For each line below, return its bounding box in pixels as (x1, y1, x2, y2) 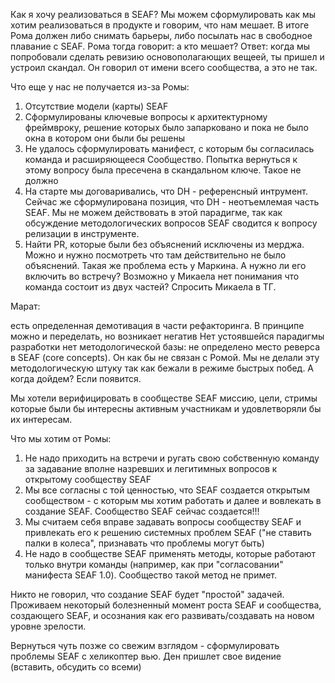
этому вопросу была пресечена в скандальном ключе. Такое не (24, 164, 302, 176)
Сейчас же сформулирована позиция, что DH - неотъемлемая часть (24, 196, 320, 208)
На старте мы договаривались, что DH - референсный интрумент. (24, 185, 308, 197)
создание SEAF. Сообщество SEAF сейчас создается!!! (24, 505, 260, 517)
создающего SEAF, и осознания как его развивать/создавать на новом (10, 610, 315, 621)
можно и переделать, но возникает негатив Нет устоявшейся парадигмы (10, 330, 325, 342)
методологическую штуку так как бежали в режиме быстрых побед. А (10, 362, 315, 374)
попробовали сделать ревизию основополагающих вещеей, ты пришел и (10, 51, 325, 63)
